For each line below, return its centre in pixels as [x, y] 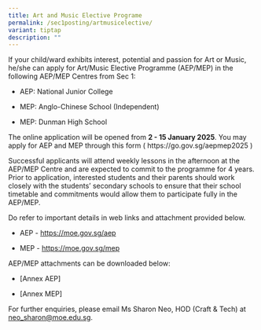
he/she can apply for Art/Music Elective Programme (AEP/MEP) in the [121, 68]
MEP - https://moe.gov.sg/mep [70, 248]
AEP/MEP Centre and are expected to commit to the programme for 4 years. [131, 169]
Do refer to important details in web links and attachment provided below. [127, 218]
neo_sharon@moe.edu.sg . [50, 317]
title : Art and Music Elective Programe [75, 15]
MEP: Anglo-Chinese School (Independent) [89, 107]
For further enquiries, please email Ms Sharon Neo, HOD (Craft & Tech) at [127, 309]
